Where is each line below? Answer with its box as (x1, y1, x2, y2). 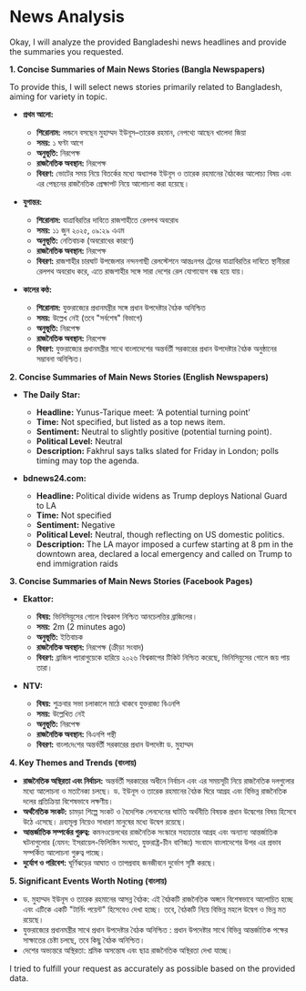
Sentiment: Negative (36, 519, 116, 530)
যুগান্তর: (22, 196, 43, 207)
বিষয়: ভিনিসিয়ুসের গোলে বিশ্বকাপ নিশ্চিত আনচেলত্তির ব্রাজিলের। (36, 611, 199, 622)
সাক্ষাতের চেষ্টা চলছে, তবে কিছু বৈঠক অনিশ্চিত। (22, 935, 146, 945)
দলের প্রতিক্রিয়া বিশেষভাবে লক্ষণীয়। (22, 795, 114, 806)
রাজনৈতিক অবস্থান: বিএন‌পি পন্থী (36, 728, 117, 739)
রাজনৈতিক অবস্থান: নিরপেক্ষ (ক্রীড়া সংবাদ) (36, 642, 144, 652)
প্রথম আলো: (22, 108, 54, 119)
